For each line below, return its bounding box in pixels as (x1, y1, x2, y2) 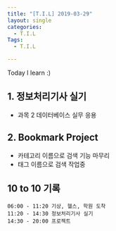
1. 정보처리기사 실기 (7, 91, 86, 103)
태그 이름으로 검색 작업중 (17, 160, 86, 168)
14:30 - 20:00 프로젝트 (7, 218, 71, 225)
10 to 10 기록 (7, 182, 61, 194)
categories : (7, 23, 42, 30)
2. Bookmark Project (7, 132, 98, 144)
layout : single (7, 17, 52, 24)
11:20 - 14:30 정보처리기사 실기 (7, 211, 94, 218)
